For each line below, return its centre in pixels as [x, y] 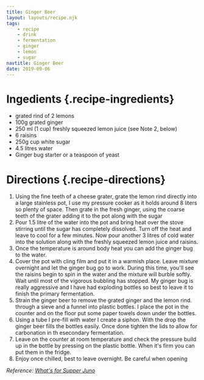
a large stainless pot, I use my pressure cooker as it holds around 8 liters [106, 203]
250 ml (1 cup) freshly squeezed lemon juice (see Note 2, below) [96, 129]
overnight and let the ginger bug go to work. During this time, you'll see [104, 268]
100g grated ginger [39, 122]
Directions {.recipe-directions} [86, 179]
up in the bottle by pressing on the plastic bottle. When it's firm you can [105, 346]
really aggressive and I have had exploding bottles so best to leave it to [104, 287]
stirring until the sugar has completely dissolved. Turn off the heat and [103, 229]
